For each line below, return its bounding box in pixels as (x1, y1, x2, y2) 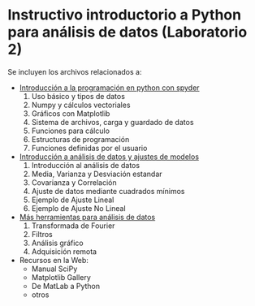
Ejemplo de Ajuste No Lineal (31, 203, 127, 213)
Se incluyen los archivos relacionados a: (7, 67, 142, 76)
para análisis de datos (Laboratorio (7, 23, 248, 41)
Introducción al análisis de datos (31, 160, 140, 170)
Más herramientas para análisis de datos (19, 212, 156, 222)
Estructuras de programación (31, 134, 130, 144)
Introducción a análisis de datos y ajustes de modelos (19, 152, 200, 162)
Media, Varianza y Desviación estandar (31, 169, 163, 179)
